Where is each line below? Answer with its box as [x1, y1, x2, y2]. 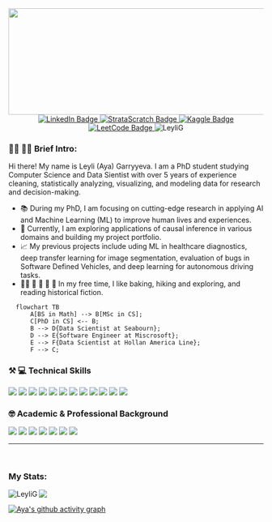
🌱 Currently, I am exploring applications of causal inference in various [19, 224, 253, 233]
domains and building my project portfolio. [19, 233, 162, 242]
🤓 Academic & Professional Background [8, 408, 168, 419]
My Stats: [8, 470, 47, 481]
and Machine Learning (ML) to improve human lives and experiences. [19, 215, 253, 225]
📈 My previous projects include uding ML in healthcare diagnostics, [19, 242, 248, 251]
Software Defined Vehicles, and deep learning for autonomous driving [19, 262, 253, 272]
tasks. [19, 271, 40, 280]
